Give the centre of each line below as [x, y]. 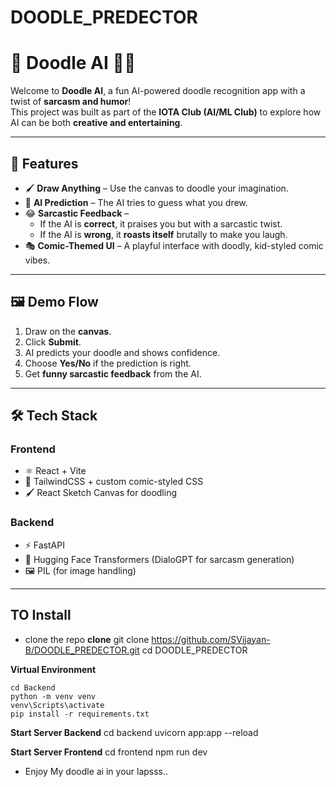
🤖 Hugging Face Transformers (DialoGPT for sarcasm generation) [159, 559]
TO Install [41, 615]
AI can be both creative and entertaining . [96, 123]
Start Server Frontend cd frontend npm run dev [109, 752]
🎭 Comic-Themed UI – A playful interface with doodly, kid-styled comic [174, 245]
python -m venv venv [53, 696]
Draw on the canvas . [68, 331]
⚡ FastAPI [44, 545]
